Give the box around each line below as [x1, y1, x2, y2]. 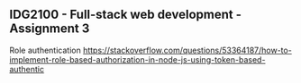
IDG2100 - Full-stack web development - [9, 7, 242, 22]
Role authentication [9, 45, 81, 55]
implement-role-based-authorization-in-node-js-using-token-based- [9, 54, 266, 65]
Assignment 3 [9, 21, 90, 37]
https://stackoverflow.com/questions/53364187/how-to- [82, 45, 293, 55]
